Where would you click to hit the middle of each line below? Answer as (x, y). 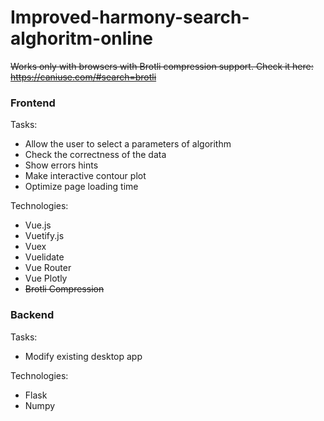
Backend (32, 315)
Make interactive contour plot (85, 176)
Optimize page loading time (81, 187)
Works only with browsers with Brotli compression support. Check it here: (162, 66)
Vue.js (38, 225)
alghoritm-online (82, 38)
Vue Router (48, 268)
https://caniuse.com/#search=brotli (83, 77)
